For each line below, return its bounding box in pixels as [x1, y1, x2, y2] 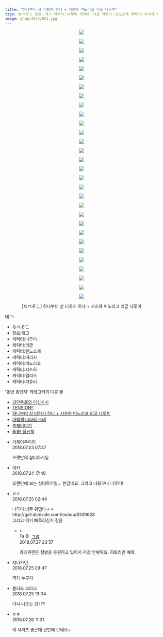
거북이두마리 [12, 439, 36, 445]
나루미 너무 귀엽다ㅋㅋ [12, 506, 54, 512]
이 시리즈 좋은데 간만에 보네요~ [12, 627, 71, 633]
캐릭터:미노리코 [12, 361, 41, 366]
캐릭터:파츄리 [12, 379, 37, 384]
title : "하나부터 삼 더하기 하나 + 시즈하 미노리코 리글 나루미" [5, 7, 117, 12]
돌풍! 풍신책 [12, 429, 35, 435]
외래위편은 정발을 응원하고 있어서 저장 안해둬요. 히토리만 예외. [19, 550, 136, 555]
